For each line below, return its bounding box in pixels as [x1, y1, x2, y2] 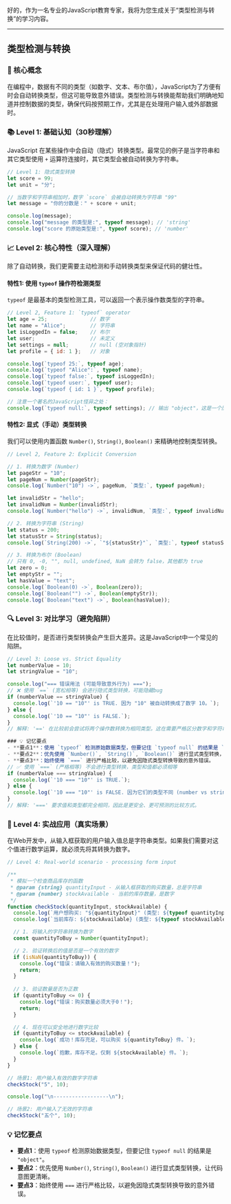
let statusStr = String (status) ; [7, 533, 103, 540]
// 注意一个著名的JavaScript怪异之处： [7, 398, 109, 405]
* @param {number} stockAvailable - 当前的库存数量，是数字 [10, 890, 175, 897]
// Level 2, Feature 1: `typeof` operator [7, 309, 131, 317]
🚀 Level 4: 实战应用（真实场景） [7, 819, 113, 829]
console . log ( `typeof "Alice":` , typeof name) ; [7, 367, 143, 374]
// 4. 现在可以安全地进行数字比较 [13, 1024, 98, 1031]
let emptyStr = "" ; [7, 571, 63, 578]
